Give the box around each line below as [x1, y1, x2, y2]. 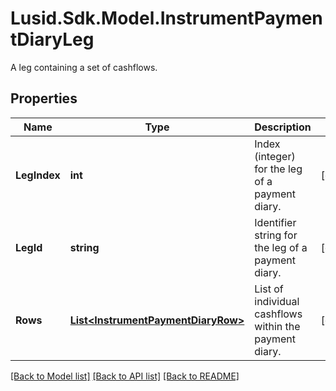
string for [254, 228, 298, 242]
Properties [10, 90, 78, 107]
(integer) [254, 149, 296, 163]
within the [254, 319, 301, 333]
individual [254, 294, 300, 308]
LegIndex [15, 168, 61, 182]
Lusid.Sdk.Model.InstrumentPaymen [10, 7, 323, 30]
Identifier [254, 215, 297, 229]
